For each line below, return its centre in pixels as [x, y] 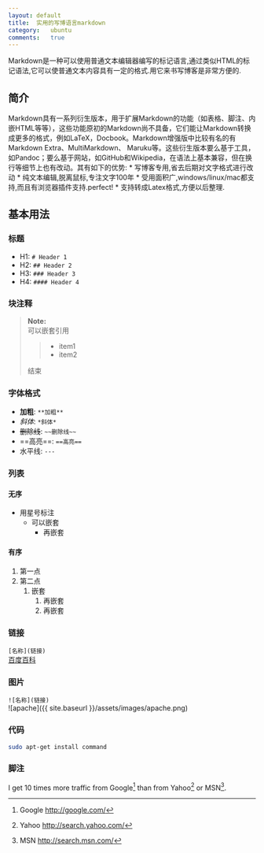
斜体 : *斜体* [38, 421]
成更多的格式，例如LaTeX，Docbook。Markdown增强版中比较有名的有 [122, 138]
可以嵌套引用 [48, 331]
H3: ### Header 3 [48, 273]
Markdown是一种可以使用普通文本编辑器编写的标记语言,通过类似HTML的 [126, 61]
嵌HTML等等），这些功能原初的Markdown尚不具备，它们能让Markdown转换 [130, 128]
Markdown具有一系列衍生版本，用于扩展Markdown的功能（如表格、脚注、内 [132, 118]
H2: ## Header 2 [46, 265]
